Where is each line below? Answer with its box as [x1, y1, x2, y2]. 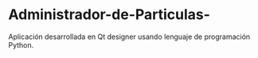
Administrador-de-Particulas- [8, 6, 211, 24]
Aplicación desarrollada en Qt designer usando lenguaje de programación [8, 32, 251, 41]
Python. [8, 40, 34, 49]
